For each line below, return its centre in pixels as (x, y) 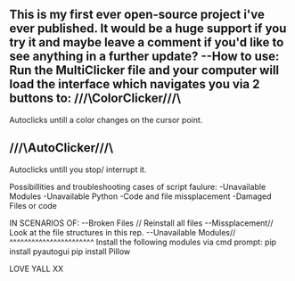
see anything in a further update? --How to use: (144, 57)
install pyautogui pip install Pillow (70, 251)
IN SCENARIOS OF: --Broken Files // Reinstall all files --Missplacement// (141, 223)
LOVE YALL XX (37, 269)
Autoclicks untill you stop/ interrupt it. (78, 169)
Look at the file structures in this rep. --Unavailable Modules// (123, 232)
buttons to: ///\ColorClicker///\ (95, 99)
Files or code (33, 205)
